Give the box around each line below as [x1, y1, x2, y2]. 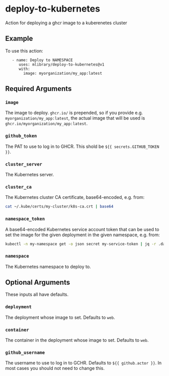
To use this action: [5, 47, 44, 53]
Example [5, 34, 33, 43]
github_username [5, 350, 45, 355]
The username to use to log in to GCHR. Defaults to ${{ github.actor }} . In [5, 360, 162, 366]
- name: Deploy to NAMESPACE [12, 58, 73, 63]
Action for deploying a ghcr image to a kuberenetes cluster [5, 20, 127, 26]
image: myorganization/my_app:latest [23, 71, 102, 76]
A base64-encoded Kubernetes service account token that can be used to [5, 226, 159, 232]
